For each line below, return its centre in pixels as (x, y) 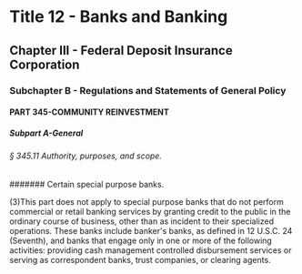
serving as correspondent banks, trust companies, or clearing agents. (140, 259)
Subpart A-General (46, 133)
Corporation (45, 64)
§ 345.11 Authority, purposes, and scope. (86, 156)
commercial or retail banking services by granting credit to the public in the (150, 211)
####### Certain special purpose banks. (87, 184)
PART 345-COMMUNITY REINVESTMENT (90, 112)
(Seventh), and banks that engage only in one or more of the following (141, 240)
